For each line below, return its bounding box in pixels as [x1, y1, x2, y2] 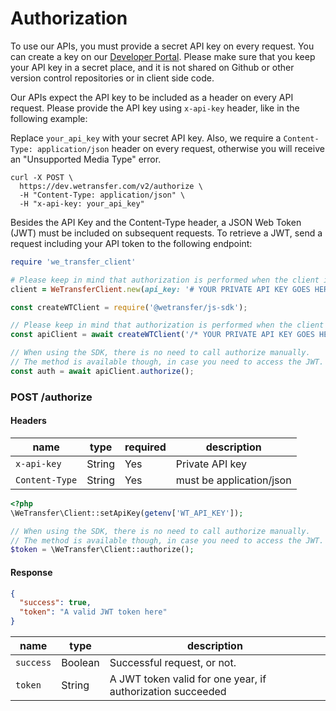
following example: [10, 112, 88, 124]
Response [10, 566, 53, 578]
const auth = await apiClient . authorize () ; [10, 366, 195, 376]
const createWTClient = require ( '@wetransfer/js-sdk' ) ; [10, 302, 248, 312]
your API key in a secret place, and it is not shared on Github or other [10, 61, 295, 73]
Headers [10, 415, 47, 427]
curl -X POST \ [10, 172, 74, 182]
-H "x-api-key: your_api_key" [19, 198, 145, 209]
